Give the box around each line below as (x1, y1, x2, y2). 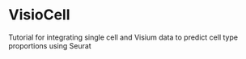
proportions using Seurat (8, 40, 91, 50)
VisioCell (8, 6, 70, 24)
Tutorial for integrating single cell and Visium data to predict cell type (8, 32, 239, 42)
